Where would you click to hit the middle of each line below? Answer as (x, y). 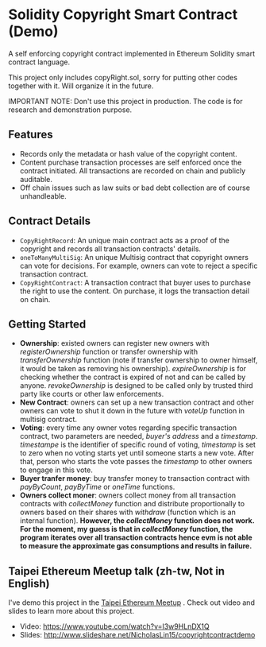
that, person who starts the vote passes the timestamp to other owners (136, 462)
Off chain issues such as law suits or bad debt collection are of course (135, 188)
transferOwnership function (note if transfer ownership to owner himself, (139, 360)
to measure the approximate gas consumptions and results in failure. (136, 546)
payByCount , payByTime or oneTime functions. (97, 487)
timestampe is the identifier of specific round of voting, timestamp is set (138, 445)
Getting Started (47, 324)
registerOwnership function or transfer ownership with (109, 352)
